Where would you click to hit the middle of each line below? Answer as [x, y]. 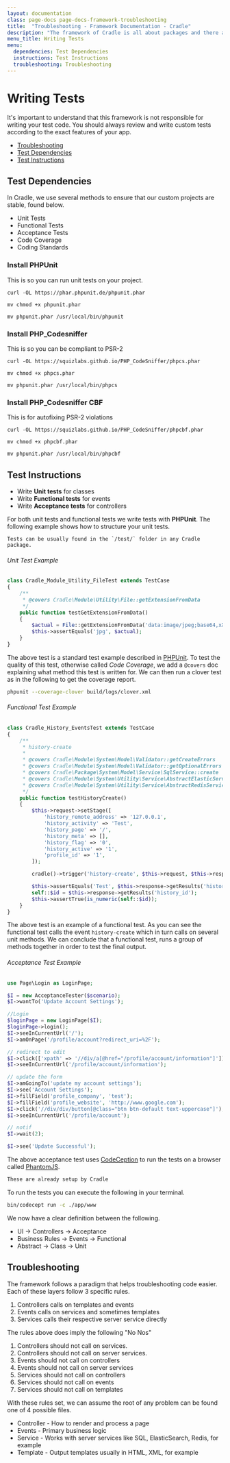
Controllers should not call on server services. [82, 1353]
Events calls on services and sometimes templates [88, 1312]
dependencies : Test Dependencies [61, 52]
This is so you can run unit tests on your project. [75, 280]
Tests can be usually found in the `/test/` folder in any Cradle [104, 539]
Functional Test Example [42, 707]
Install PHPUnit [33, 265]
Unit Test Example [33, 560]
